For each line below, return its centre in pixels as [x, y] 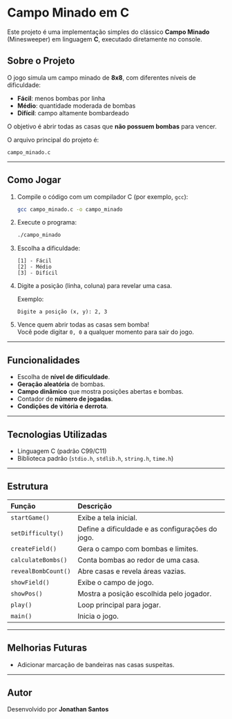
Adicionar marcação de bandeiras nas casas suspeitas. [96, 664]
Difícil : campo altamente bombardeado [73, 113]
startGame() [30, 517]
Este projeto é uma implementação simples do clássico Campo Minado [108, 32]
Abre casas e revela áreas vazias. [132, 571]
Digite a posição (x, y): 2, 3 [62, 312]
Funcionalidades [44, 360]
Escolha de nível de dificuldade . [64, 377]
